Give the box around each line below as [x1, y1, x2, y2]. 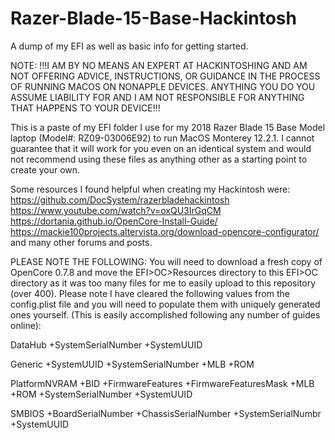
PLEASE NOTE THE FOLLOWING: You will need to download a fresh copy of [10, 255, 323, 267]
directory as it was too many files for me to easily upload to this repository [10, 277, 317, 289]
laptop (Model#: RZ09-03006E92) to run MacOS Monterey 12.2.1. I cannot [10, 132, 315, 144]
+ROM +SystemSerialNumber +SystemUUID [10, 388, 193, 400]
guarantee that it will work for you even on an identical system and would [10, 142, 312, 154]
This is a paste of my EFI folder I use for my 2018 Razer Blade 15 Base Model [10, 121, 326, 133]
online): [10, 319, 42, 331]
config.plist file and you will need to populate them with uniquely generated [10, 298, 321, 310]
